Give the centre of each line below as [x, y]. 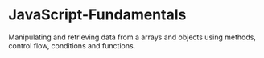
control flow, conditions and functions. [72, 45]
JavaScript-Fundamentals [97, 15]
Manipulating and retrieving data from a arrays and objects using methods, [132, 37]
